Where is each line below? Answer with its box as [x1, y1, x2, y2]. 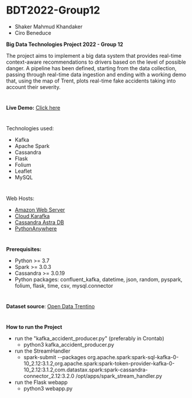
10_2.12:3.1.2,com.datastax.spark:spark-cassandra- [23, 366, 148, 373]
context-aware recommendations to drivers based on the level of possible [6, 58, 186, 65]
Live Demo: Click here [6, 104, 61, 111]
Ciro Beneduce [14, 29, 51, 36]
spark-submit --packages [23, 354, 87, 361]
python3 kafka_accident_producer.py [23, 341, 115, 348]
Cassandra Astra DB [14, 219, 64, 226]
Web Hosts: [6, 195, 34, 202]
